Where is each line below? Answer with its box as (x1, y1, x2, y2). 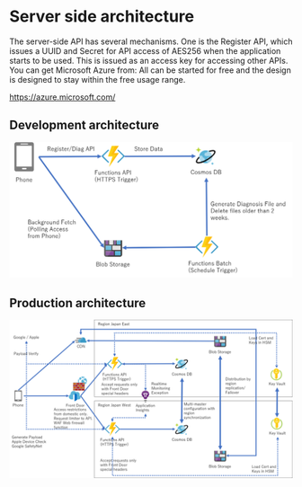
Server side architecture (9, 6, 195, 27)
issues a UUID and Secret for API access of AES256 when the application (9, 45, 281, 56)
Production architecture (9, 295, 147, 311)
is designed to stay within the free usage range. (9, 74, 186, 84)
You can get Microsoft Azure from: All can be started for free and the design (9, 65, 292, 75)
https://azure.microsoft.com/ (9, 92, 116, 102)
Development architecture (9, 118, 160, 133)
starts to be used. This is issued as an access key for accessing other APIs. (9, 55, 289, 66)
